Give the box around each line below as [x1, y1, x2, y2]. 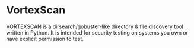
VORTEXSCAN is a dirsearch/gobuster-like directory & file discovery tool [6, 23, 184, 30]
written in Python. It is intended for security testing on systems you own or [6, 29, 189, 36]
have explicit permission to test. [6, 35, 84, 42]
